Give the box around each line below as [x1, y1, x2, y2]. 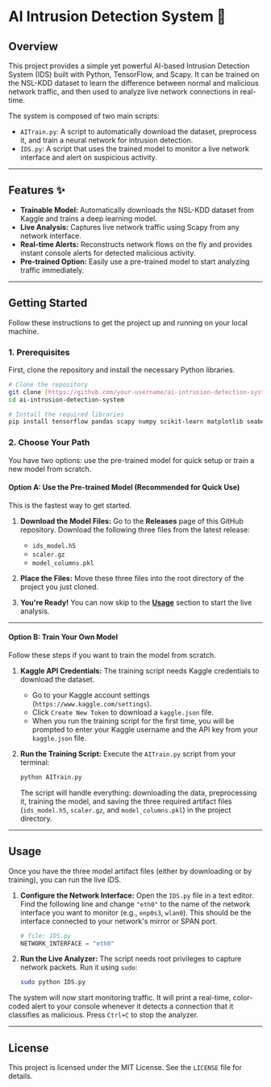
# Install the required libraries [8, 410, 125, 418]
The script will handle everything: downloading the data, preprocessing [19, 788, 257, 797]
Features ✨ [8, 184, 65, 197]
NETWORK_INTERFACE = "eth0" [19, 939, 115, 948]
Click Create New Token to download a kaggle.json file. [31, 707, 214, 717]
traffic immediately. [19, 265, 85, 274]
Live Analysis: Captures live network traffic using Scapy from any [19, 222, 240, 231]
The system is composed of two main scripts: [8, 111, 160, 121]
